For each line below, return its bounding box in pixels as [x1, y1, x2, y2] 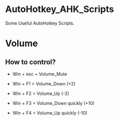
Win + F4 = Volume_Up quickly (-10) [12, 109, 88, 116]
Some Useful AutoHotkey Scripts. [5, 20, 74, 26]
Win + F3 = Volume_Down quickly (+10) [12, 100, 94, 106]
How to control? [5, 58, 56, 66]
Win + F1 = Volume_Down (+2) [12, 80, 76, 86]
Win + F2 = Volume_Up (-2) [12, 90, 69, 96]
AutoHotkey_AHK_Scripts [5, 4, 114, 15]
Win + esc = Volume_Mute [12, 71, 67, 77]
